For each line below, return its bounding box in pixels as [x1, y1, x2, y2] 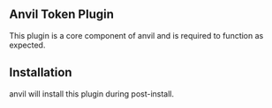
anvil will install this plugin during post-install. [9, 88, 175, 99]
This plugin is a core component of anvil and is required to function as [9, 30, 264, 40]
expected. [9, 40, 46, 50]
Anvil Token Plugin [9, 7, 115, 22]
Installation [9, 65, 72, 80]
